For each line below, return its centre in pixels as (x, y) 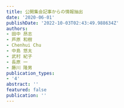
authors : (17, 28)
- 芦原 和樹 (19, 40)
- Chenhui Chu (24, 46)
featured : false (26, 90)
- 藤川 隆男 (19, 67)
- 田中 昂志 (19, 34)
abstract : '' (22, 85)
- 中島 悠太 (19, 51)
